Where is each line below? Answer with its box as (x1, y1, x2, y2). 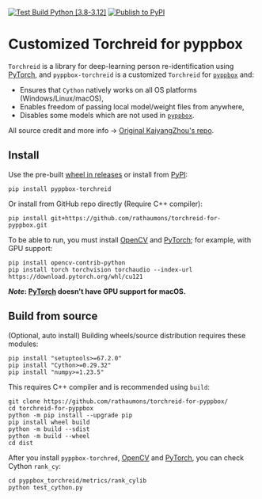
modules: (8, 339, 39, 349)
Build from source (8, 310, 98, 323)
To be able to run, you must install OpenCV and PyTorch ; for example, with (8, 234, 252, 245)
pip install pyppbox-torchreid (8, 185, 112, 193)
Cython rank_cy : (8, 461, 61, 470)
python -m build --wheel (8, 432, 90, 440)
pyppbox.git (8, 221, 47, 229)
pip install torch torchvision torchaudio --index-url (8, 265, 193, 273)
